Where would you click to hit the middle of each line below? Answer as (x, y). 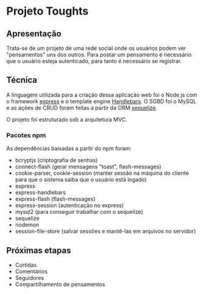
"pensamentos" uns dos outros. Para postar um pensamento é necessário (99, 55)
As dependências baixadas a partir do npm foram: (69, 149)
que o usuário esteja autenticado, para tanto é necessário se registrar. (94, 61)
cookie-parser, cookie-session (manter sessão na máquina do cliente (102, 173)
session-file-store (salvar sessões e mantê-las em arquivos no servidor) (105, 231)
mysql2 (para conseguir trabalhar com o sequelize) (79, 212)
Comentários (31, 271)
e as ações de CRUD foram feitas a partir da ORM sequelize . (82, 108)
